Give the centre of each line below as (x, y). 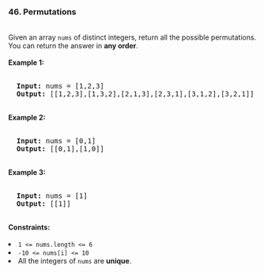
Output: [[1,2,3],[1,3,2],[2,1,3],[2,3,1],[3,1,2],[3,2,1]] (135, 94)
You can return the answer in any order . (73, 46)
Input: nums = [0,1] (56, 141)
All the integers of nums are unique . (75, 261)
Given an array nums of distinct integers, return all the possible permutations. (132, 37)
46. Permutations (42, 12)
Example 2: (27, 118)
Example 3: (27, 173)
